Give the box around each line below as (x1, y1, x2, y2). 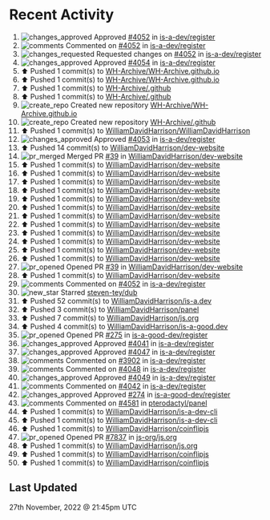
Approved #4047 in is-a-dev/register (94, 347, 216, 357)
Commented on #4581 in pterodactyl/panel (65, 398, 208, 408)
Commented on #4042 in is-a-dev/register (65, 381, 207, 390)
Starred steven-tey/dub (60, 287, 138, 297)
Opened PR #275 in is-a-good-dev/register (66, 330, 208, 340)
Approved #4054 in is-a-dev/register (94, 58, 216, 67)
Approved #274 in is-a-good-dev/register (94, 389, 231, 399)
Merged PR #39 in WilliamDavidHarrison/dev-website (66, 151, 244, 161)
